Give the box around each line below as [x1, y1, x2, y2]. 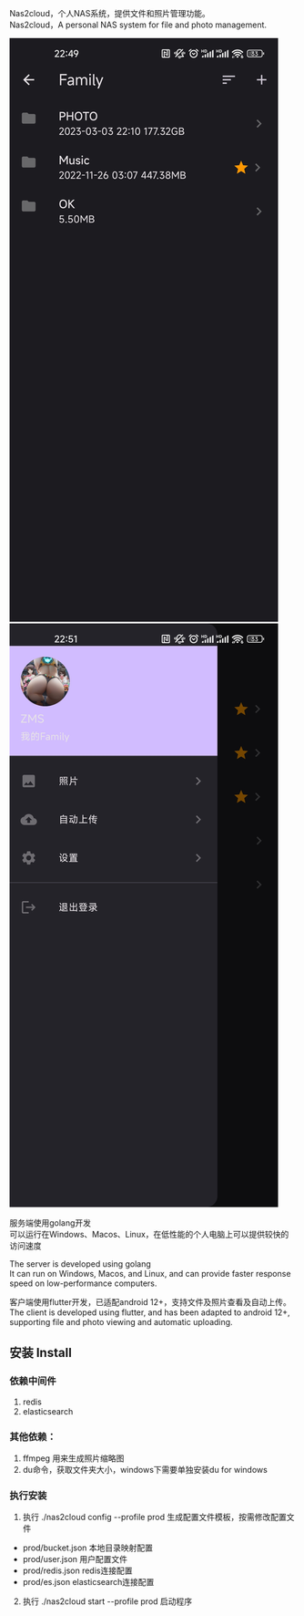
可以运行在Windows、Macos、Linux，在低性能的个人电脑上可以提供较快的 [9, 1229, 289, 1239]
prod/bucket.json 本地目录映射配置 [22, 1542, 153, 1553]
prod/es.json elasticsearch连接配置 [22, 1577, 155, 1588]
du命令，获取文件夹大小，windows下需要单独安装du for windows [22, 1464, 269, 1475]
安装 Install [9, 1345, 73, 1361]
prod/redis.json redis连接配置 [22, 1565, 133, 1576]
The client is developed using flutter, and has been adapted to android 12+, [9, 1307, 290, 1318]
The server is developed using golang [9, 1259, 152, 1269]
